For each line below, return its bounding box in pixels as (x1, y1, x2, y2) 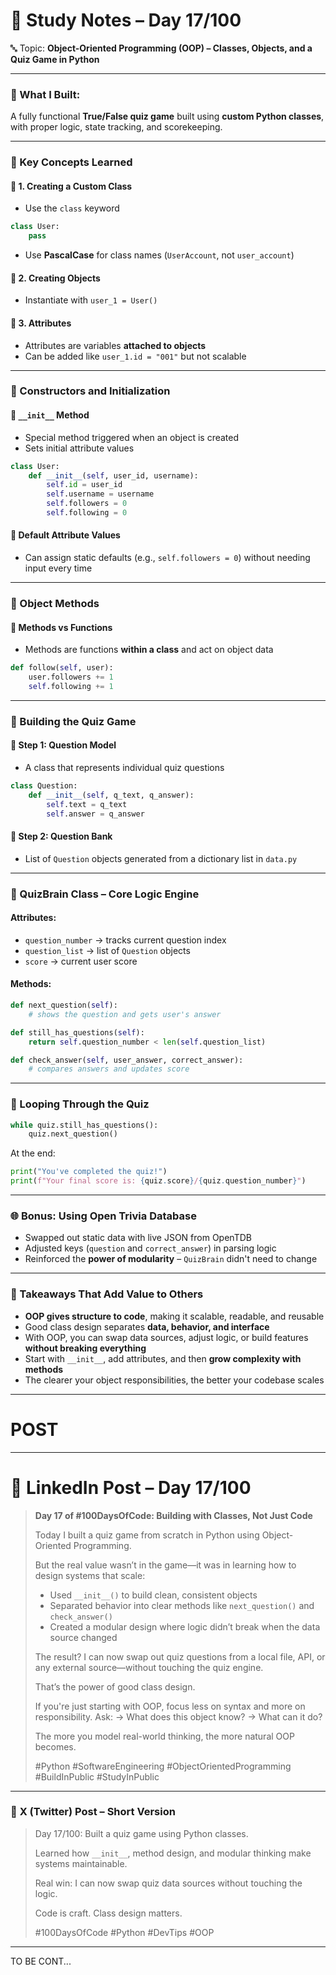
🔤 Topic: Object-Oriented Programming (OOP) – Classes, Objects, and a (10, 42, 313, 54)
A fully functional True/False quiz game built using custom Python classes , (10, 110, 325, 123)
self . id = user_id (46, 480, 123, 490)
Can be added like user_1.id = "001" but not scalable (24, 350, 247, 362)
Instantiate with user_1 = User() (24, 294, 158, 306)
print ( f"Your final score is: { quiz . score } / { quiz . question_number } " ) (10, 1176, 307, 1186)
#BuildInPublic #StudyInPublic (34, 1770, 160, 1783)
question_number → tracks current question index (24, 934, 227, 946)
